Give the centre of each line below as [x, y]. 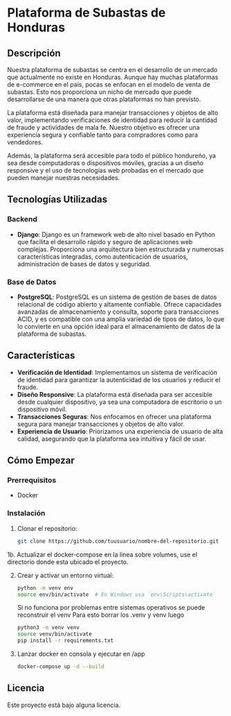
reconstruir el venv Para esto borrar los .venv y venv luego [101, 615]
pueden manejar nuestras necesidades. [64, 178]
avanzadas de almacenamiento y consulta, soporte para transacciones [118, 312]
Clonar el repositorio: [47, 528]
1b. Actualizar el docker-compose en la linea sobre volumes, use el [102, 554]
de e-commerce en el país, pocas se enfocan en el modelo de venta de [109, 84]
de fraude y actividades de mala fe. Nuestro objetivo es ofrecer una [104, 127]
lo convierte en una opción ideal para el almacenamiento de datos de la [119, 326]
